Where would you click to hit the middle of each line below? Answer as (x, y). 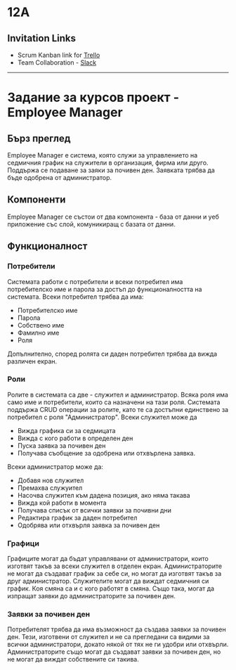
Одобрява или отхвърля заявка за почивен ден (88, 525)
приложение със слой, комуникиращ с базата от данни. (91, 224)
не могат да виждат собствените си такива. (73, 659)
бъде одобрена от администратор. (60, 178)
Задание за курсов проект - (93, 97)
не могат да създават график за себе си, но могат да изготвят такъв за (114, 574)
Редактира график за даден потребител (77, 517)
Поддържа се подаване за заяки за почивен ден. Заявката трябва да (111, 170)
